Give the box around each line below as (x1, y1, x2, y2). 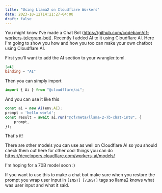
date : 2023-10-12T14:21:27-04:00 (5, 12, 74, 17)
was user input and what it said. (5, 182, 70, 188)
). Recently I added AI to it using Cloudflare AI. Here (50, 35, 155, 41)
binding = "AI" (5, 69, 36, 74)
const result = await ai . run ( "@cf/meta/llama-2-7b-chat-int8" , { (5, 115, 141, 120)
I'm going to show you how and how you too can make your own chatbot (5, 40, 152, 46)
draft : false (5, 16, 32, 21)
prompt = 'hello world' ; (5, 110, 56, 115)
